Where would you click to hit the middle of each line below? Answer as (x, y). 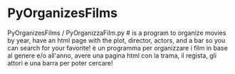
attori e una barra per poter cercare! (60, 63)
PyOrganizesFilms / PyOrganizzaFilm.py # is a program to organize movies (117, 33)
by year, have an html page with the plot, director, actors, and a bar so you (116, 40)
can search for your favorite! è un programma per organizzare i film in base (117, 48)
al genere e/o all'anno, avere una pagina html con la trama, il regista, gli (112, 55)
